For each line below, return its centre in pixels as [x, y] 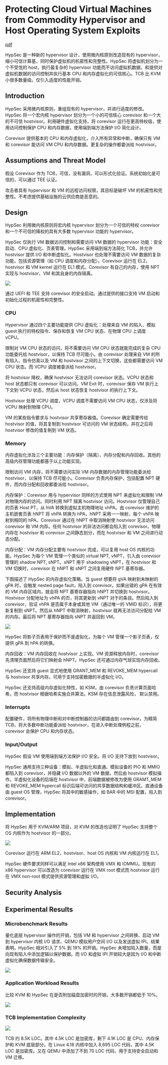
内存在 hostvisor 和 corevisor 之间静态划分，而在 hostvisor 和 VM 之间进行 [82, 532]
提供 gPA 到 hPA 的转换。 [31, 643]
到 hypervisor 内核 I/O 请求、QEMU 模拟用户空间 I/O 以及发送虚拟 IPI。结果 [82, 942]
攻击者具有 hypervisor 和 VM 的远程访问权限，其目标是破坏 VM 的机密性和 [82, 190]
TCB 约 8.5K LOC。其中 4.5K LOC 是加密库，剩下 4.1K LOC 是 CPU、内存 [80, 1038]
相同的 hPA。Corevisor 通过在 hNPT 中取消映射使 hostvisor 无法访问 [84, 520]
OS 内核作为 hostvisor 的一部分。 [39, 833]
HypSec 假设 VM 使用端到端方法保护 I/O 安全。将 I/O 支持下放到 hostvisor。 [83, 756]
